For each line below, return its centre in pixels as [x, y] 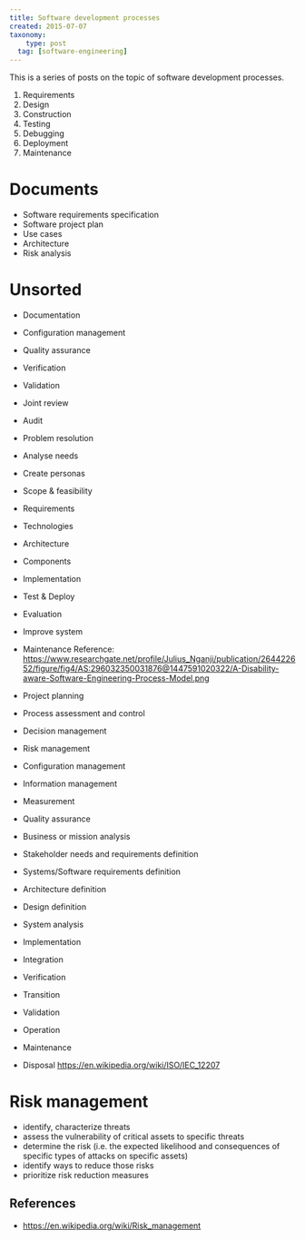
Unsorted [46, 290]
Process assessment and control [84, 713]
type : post [46, 43]
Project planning [53, 696]
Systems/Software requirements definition [102, 871]
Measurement [49, 801]
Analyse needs [50, 456]
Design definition [54, 907]
